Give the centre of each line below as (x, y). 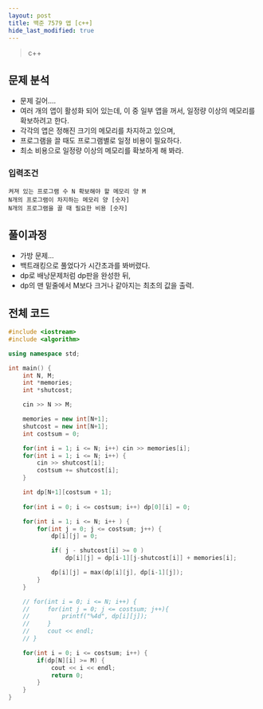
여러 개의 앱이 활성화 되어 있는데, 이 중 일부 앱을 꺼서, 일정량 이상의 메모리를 (137, 111)
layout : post (30, 16)
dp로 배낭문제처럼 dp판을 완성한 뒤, (75, 276)
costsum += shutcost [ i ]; (78, 471)
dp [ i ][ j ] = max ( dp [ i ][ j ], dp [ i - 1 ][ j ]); (117, 573)
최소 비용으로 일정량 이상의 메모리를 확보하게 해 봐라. (102, 151)
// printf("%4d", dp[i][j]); (85, 617)
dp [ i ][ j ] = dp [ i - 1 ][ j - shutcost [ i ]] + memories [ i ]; (151, 558)
